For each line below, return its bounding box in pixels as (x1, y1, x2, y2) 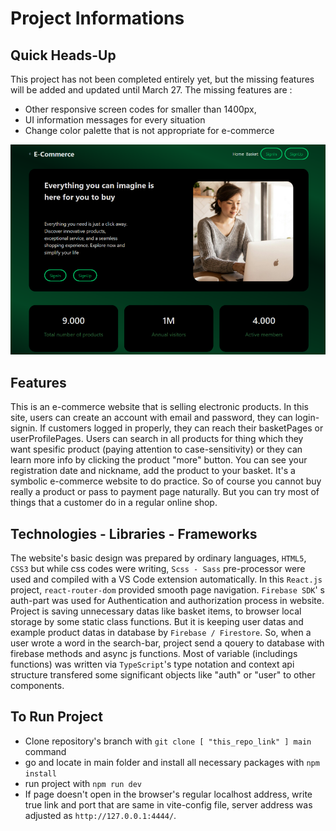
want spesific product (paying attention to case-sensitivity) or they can (10, 443, 303, 456)
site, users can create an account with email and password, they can (10, 412, 293, 424)
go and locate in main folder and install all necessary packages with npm (24, 756, 320, 768)
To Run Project (10, 708, 103, 726)
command (24, 745, 67, 757)
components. (10, 680, 65, 692)
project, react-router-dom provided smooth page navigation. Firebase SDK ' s (10, 584, 326, 596)
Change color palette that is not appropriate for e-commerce (24, 125, 275, 136)
